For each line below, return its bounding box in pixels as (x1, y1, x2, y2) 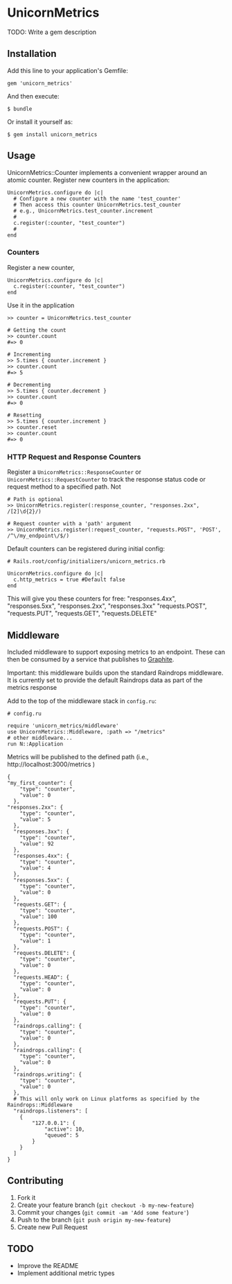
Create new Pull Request (17, 1223, 88, 1231)
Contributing (7, 1175, 64, 1187)
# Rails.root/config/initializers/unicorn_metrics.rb (7, 558, 166, 565)
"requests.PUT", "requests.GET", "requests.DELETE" (7, 609, 157, 618)
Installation (7, 48, 57, 60)
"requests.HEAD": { (13, 974, 70, 981)
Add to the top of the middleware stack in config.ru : (7, 696, 157, 705)
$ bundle (7, 105, 33, 112)
